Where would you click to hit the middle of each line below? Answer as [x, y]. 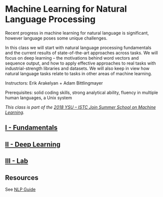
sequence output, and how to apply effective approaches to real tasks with [81, 63]
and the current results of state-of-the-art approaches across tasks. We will [81, 53]
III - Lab [17, 161]
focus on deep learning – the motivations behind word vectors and [72, 58]
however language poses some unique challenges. [56, 38]
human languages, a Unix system [39, 98]
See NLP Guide [20, 189]
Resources [22, 178]
